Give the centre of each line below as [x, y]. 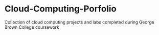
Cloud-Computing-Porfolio [61, 9]
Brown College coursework [32, 27]
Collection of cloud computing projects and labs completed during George [79, 22]
